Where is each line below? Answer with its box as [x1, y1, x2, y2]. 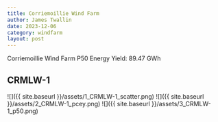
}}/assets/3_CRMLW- [151, 99, 211, 108]
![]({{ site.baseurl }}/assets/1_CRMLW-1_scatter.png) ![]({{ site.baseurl [7, 92, 204, 100]
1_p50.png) [7, 107, 39, 115]
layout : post [7, 36, 45, 42]
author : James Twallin [7, 16, 72, 23]
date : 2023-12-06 [7, 23, 57, 29]
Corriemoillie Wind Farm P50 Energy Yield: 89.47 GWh [7, 54, 161, 62]
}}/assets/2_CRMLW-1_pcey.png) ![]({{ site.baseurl [7, 99, 151, 108]
